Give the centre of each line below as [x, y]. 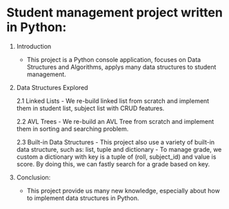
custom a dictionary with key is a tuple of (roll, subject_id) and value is [116, 157]
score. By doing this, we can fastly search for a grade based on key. [113, 164]
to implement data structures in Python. [83, 198]
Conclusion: [33, 177]
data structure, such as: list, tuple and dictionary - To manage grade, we [119, 149]
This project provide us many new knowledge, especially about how [123, 190]
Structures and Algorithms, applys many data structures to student [121, 67]
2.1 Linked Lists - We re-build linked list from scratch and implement [113, 100]
